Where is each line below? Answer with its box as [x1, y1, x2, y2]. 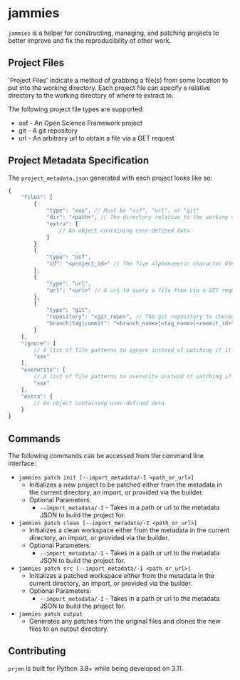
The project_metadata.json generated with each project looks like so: [8, 173, 213, 182]
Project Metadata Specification [8, 155, 150, 167]
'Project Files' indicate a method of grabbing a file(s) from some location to [8, 76, 229, 84]
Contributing [8, 645, 66, 657]
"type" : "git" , [46, 307, 92, 314]
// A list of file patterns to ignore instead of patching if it [33, 346, 232, 354]
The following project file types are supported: [8, 105, 145, 113]
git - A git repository [18, 126, 78, 135]
